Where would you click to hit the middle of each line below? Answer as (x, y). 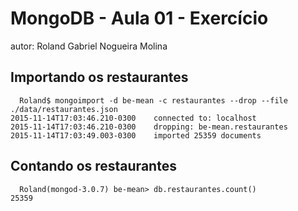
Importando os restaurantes (99, 77)
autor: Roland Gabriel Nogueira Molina (89, 46)
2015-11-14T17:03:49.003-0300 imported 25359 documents (136, 135)
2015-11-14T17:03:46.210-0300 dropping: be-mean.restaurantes (149, 127)
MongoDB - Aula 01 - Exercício (139, 18)
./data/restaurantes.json (64, 109)
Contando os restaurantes (93, 166)
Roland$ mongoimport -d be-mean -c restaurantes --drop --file (153, 100)
